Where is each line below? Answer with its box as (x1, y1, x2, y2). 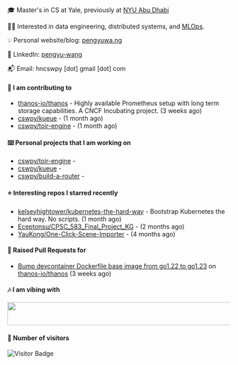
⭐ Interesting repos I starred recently (7, 189, 118, 197)
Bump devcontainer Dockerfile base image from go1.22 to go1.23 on (17, 261, 216, 270)
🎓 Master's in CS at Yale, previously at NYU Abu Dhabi (7, 6, 169, 14)
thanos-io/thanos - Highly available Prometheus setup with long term (17, 99, 220, 108)
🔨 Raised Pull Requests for (7, 246, 86, 254)
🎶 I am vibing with (7, 285, 60, 294)
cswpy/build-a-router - (17, 172, 85, 180)
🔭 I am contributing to (7, 83, 72, 92)
